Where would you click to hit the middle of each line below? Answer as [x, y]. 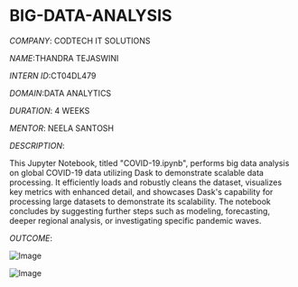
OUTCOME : [31, 238]
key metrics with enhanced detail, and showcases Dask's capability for [141, 191]
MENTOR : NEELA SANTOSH [62, 128]
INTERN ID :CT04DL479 [53, 75]
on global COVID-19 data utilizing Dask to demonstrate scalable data [137, 172]
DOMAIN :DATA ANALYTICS [61, 93]
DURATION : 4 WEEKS [50, 110]
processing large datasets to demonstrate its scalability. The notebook [140, 201]
